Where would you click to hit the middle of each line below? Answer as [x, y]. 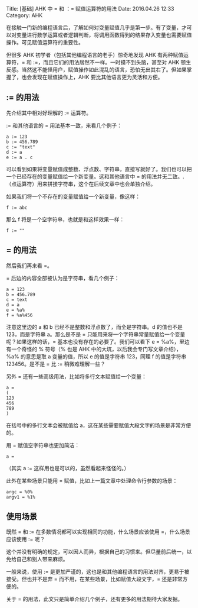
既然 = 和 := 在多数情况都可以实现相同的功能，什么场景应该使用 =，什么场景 [98, 532]
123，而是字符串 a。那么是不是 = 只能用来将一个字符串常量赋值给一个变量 [96, 334]
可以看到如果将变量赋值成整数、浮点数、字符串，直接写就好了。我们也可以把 [99, 169]
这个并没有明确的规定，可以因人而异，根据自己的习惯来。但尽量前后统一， [96, 552]
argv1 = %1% [21, 497]
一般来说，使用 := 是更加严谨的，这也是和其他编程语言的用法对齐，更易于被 [98, 572]
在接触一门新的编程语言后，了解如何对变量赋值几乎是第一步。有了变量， [94, 28]
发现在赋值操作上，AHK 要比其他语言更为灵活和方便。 [97, 77]
